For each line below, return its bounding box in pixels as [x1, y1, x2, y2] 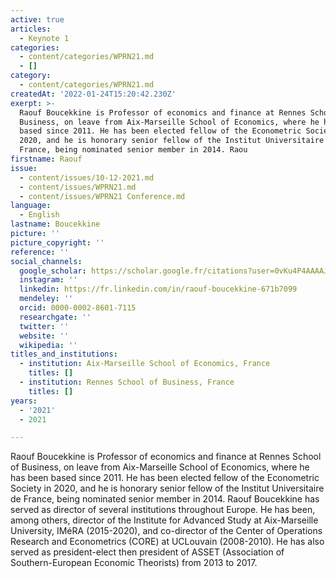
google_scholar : [19, 266, 87, 276]
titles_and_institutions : [10, 349, 118, 360]
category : [10, 71, 52, 81]
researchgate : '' [19, 312, 92, 322]
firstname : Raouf [10, 154, 83, 164]
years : [10, 396, 38, 406]
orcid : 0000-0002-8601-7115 [19, 303, 137, 313]
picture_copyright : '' [10, 237, 105, 248]
